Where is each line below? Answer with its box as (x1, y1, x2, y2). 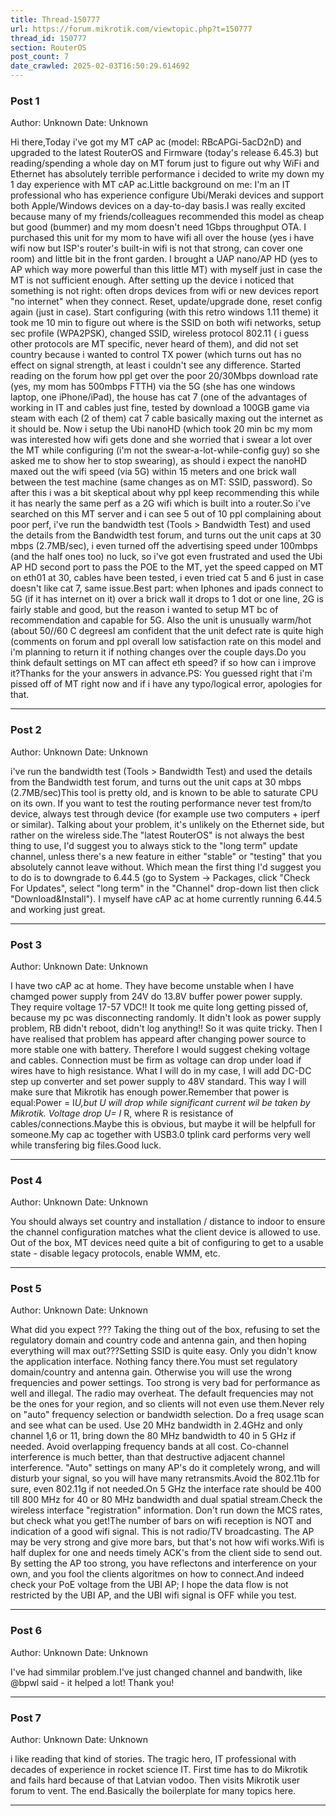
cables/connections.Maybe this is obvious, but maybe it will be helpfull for (10, 1117, 316, 1130)
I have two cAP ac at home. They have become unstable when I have (10, 979, 295, 991)
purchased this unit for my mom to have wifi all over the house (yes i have (10, 232, 315, 244)
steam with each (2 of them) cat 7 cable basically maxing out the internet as (10, 412, 324, 425)
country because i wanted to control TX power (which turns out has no (10, 349, 302, 361)
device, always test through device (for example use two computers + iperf (10, 807, 321, 820)
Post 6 (10, 1624, 43, 1638)
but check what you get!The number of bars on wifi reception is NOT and (10, 1515, 312, 1527)
